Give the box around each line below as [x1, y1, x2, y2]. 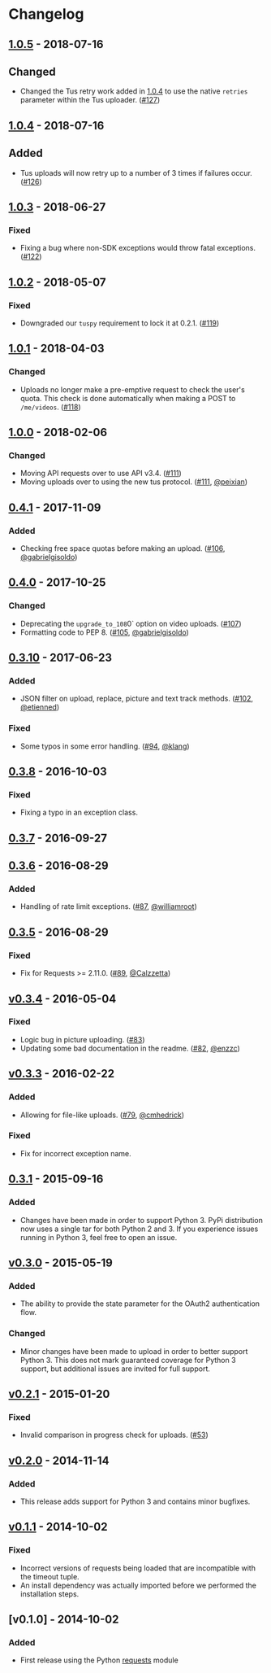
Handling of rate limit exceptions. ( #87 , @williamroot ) [19, 902, 197, 911]
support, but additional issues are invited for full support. [19, 1364, 211, 1374]
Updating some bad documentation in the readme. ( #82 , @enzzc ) [19, 1043, 241, 1053]
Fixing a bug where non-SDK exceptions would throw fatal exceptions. [19, 243, 256, 253]
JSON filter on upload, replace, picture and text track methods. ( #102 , [19, 693, 254, 704]
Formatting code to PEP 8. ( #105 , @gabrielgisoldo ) [19, 627, 189, 637]
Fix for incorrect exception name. [19, 1148, 131, 1158]
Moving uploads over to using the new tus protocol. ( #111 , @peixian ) [19, 477, 248, 487]
